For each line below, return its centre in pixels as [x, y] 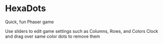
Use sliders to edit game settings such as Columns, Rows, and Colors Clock [82, 31]
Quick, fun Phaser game [29, 22]
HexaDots [26, 8]
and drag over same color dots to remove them [53, 36]
